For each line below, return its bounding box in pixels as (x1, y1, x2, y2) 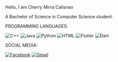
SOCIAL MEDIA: (5, 42, 38, 48)
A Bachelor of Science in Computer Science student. (5, 14, 114, 19)
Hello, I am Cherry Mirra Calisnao (5, 4, 74, 10)
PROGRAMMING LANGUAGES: (5, 23, 68, 29)
